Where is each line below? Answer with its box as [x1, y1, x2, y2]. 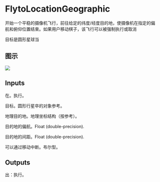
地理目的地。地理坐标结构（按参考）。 [5, 113, 80, 119]
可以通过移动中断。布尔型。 [5, 144, 61, 150]
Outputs [5, 158, 31, 166]
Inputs [5, 79, 25, 87]
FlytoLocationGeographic [5, 3, 111, 15]
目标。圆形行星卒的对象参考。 [5, 103, 64, 109]
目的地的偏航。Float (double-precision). [5, 123, 85, 129]
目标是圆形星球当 [5, 36, 39, 42]
